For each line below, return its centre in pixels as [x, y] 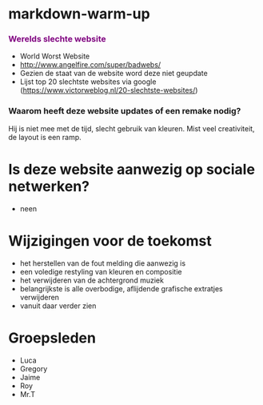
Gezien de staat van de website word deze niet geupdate [114, 74]
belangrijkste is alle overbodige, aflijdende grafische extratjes [122, 288]
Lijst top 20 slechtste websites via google [88, 82]
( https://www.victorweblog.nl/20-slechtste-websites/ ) [109, 90]
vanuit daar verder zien [58, 306]
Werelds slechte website [57, 39]
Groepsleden [52, 338]
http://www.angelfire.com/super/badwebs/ [90, 65]
